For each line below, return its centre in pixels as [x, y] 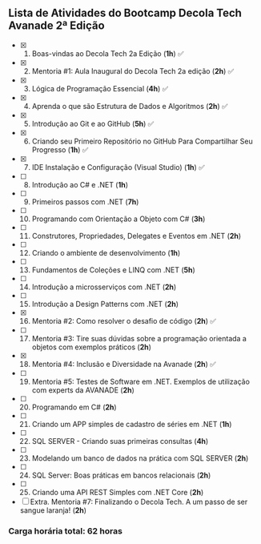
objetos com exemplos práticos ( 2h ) [92, 347]
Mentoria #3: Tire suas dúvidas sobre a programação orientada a [139, 338]
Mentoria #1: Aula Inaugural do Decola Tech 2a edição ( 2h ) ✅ [133, 71]
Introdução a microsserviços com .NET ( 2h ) [104, 287]
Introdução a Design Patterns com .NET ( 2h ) [105, 304]
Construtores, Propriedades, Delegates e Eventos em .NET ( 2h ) [137, 236]
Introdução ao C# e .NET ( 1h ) [80, 184]
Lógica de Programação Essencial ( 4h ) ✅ [100, 88]
